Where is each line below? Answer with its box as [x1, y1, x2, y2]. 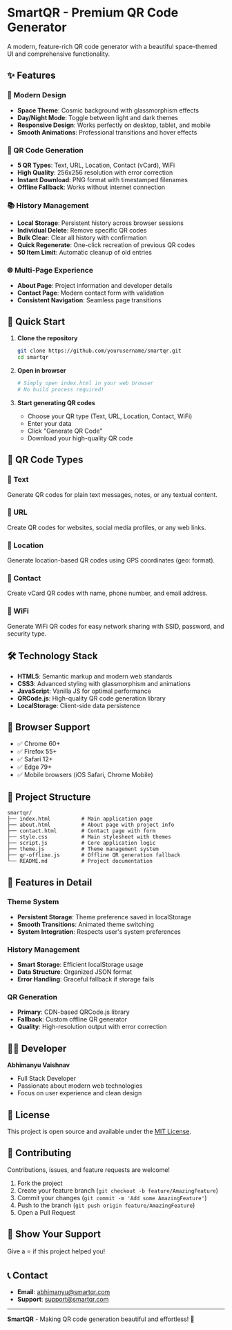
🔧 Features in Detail [7, 877, 93, 888]
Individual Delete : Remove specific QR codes [17, 226, 147, 235]
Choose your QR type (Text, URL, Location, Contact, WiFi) [27, 412, 193, 420]
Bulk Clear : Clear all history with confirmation [17, 233, 147, 242]
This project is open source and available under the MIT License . [7, 1127, 192, 1136]
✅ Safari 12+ [17, 755, 53, 763]
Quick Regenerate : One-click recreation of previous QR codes [17, 241, 195, 249]
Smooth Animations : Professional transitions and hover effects [17, 128, 197, 136]
